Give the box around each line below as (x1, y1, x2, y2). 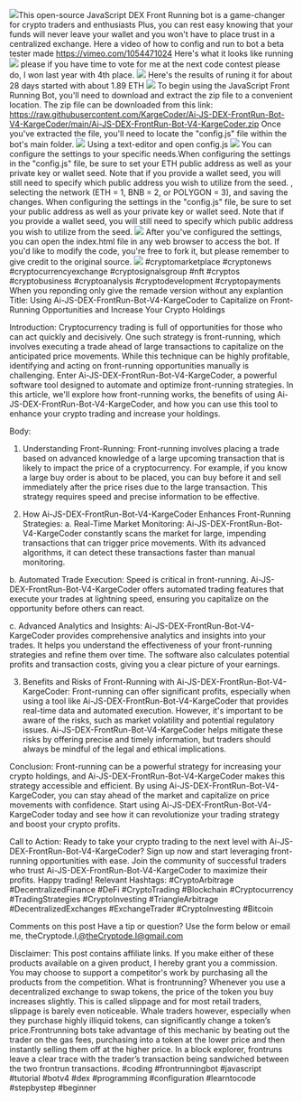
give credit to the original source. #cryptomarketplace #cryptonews (9, 257, 272, 266)
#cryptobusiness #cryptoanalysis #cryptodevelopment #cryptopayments (9, 275, 281, 286)
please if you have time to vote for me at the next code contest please (20, 59, 281, 70)
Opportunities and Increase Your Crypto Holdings (41, 304, 225, 315)
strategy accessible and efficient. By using (9, 780, 168, 790)
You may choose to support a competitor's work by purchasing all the (9, 967, 269, 977)
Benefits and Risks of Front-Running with (22, 677, 175, 686)
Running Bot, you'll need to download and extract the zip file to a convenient (9, 90, 293, 100)
